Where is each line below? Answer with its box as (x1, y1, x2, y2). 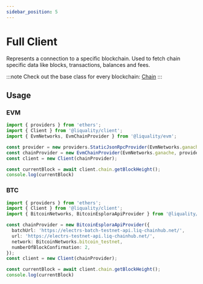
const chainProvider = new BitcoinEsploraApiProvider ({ (6, 222, 150, 228)
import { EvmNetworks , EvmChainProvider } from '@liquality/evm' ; (6, 133, 177, 139)
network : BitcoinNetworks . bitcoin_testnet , (11, 239, 123, 245)
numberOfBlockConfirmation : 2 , (11, 244, 91, 250)
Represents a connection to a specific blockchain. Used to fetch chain (6, 55, 181, 62)
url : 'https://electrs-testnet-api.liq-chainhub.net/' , (11, 233, 155, 239)
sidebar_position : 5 (6, 8, 59, 15)
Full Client (6, 34, 57, 48)
